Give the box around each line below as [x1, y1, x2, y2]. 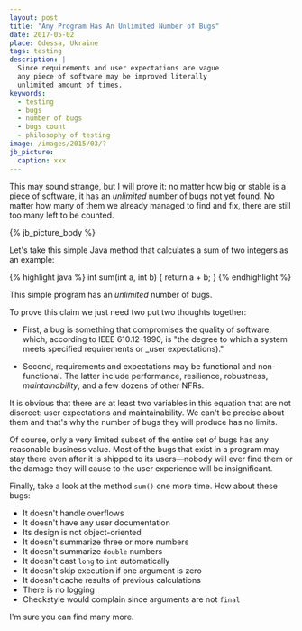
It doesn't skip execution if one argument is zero [22, 565, 203, 576]
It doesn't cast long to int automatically [22, 555, 170, 566]
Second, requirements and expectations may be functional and [22, 360, 257, 371]
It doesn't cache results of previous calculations [22, 574, 201, 585]
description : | [9, 55, 67, 64]
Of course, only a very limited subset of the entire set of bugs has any [9, 434, 269, 445]
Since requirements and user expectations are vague [17, 64, 220, 73]
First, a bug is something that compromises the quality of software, [22, 324, 272, 335]
